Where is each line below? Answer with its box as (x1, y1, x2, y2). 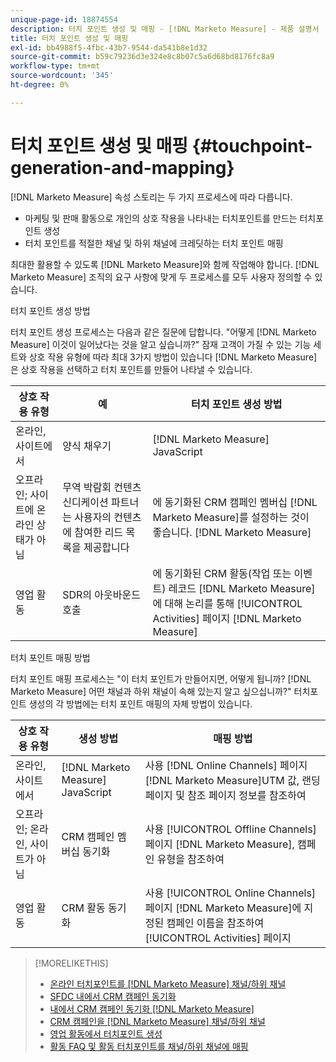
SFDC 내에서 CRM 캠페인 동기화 (49, 990, 177, 1002)
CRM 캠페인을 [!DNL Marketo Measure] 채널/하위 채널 (49, 1015, 266, 1027)
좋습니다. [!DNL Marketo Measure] (152, 525, 312, 539)
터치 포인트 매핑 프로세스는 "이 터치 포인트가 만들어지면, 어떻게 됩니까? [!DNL (10, 672, 312, 685)
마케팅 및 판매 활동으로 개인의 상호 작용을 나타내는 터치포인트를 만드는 (24, 212, 298, 224)
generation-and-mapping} (10, 156, 235, 179)
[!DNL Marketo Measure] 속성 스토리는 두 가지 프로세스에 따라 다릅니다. (10, 191, 293, 203)
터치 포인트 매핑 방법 (10, 651, 91, 663)
